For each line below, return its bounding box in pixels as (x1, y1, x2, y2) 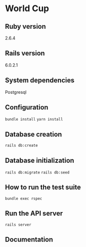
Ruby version (5, 22, 46, 31)
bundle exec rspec (5, 196, 42, 201)
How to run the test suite (5, 183, 81, 192)
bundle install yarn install (5, 117, 63, 122)
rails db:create (5, 143, 38, 148)
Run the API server (5, 210, 63, 218)
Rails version (5, 49, 45, 57)
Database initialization (5, 156, 74, 164)
